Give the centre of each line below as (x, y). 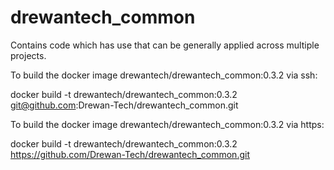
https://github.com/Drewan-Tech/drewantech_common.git (130, 154)
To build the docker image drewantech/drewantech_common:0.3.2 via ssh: (164, 75)
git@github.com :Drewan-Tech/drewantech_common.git (124, 105)
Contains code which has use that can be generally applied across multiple (165, 45)
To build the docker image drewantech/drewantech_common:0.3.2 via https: (167, 124)
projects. (28, 55)
